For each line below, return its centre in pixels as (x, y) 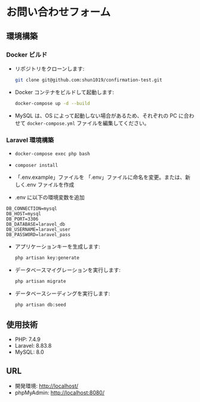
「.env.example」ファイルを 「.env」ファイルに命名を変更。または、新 (103, 177)
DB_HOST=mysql (24, 214)
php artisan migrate (40, 281)
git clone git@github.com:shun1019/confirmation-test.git (88, 80)
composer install (36, 165)
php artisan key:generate (47, 258)
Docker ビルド (27, 54)
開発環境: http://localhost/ (47, 386)
